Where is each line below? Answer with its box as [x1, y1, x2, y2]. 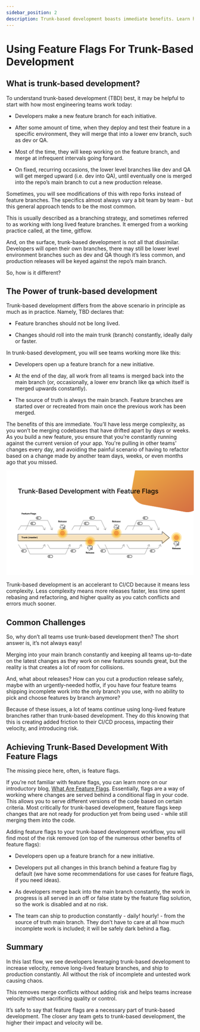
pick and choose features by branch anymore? [6, 694, 121, 701]
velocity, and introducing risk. [6, 725, 79, 732]
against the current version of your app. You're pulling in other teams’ [6, 439, 177, 447]
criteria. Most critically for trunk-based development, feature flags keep [6, 804, 182, 811]
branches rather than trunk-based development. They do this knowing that [6, 712, 189, 719]
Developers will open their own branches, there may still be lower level [6, 245, 180, 252]
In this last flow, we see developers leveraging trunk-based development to [6, 958, 190, 965]
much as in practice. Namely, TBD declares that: [6, 308, 124, 316]
